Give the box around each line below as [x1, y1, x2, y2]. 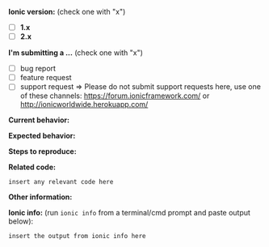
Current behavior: [8, 115, 70, 125]
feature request [19, 73, 72, 83]
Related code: [8, 162, 57, 172]
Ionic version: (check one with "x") [8, 7, 126, 16]
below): [8, 216, 34, 226]
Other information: [8, 192, 73, 202]
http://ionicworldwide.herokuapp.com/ [19, 100, 149, 109]
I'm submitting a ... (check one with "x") [8, 48, 144, 57]
